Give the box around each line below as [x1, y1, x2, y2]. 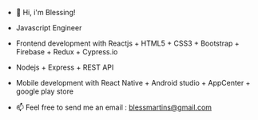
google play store [15, 86, 74, 96]
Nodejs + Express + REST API [15, 62, 114, 72]
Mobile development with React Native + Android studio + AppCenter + [15, 78, 251, 87]
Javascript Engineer [15, 23, 82, 32]
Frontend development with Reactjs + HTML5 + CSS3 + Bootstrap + [15, 38, 240, 48]
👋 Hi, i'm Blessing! [15, 8, 76, 17]
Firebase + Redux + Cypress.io [15, 47, 118, 56]
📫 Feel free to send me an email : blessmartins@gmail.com [15, 102, 212, 112]
